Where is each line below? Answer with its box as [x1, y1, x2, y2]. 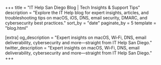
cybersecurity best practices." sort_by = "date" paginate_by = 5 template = [5, 20, 157, 26]
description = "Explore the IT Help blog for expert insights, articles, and [5, 10, 149, 16]
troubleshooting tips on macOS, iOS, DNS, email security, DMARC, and [5, 15, 148, 20]
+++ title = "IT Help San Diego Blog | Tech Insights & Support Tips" [5, 5, 140, 10]
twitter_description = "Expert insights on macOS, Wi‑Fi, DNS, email [5, 45, 140, 50]
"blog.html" [5, 25, 28, 31]
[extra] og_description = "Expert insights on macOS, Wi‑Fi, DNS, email [5, 34, 147, 40]
